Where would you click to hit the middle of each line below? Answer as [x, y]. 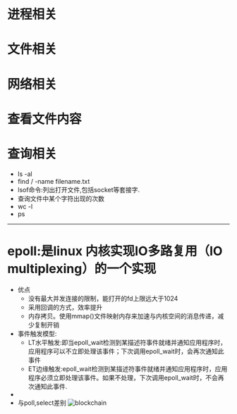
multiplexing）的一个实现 [82, 269]
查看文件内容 [45, 119]
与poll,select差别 [42, 403]
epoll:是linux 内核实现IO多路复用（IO [115, 251]
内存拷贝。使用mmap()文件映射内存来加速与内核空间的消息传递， [123, 316]
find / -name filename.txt [54, 181]
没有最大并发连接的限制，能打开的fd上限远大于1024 [103, 298]
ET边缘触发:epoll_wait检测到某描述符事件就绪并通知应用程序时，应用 [128, 369]
